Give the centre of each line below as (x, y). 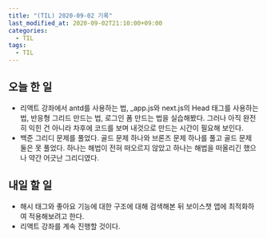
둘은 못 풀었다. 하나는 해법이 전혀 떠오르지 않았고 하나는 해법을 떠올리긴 (131, 148)
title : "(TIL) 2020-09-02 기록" (61, 16)
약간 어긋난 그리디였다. (64, 157)
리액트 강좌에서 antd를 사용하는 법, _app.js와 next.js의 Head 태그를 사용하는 (139, 108)
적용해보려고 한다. (56, 216)
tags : (17, 46)
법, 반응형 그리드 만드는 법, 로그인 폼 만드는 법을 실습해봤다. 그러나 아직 (130, 117)
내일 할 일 (30, 186)
